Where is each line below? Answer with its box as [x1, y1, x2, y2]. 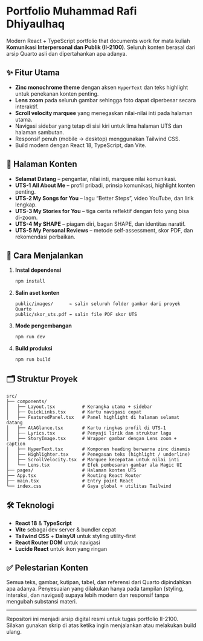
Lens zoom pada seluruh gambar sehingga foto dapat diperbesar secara [14, 96, 196, 104]
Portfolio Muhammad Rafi [6, 4, 137, 18]
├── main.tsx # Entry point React [6, 478, 134, 484]
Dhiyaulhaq [6, 17, 65, 31]
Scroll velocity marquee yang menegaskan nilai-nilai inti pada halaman [14, 109, 193, 116]
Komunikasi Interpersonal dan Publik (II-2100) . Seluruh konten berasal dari [6, 44, 196, 51]
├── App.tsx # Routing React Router [6, 472, 142, 479]
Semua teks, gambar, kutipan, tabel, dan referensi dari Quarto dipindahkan [6, 579, 192, 586]
